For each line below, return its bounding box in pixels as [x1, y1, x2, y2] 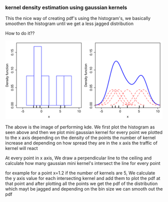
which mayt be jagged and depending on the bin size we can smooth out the [5, 186, 163, 192]
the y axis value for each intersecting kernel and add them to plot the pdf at [5, 175, 160, 181]
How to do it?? [5, 30, 35, 36]
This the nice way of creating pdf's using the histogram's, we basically [5, 15, 151, 21]
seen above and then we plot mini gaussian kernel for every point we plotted [5, 129, 163, 135]
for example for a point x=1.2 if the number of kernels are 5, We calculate [5, 170, 155, 176]
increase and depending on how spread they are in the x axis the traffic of [5, 140, 157, 146]
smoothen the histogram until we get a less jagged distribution [5, 20, 134, 26]
